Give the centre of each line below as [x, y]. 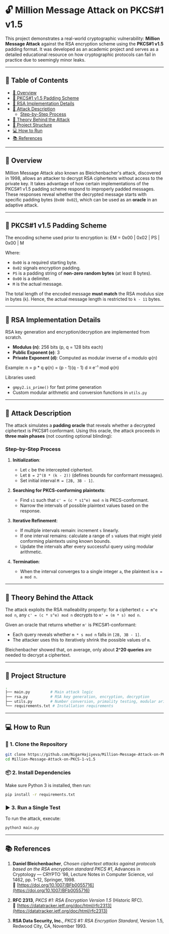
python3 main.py [22, 828]
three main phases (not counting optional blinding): [59, 436]
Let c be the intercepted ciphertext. [56, 470]
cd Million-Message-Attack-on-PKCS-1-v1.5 [50, 759]
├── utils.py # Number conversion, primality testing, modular [81, 701]
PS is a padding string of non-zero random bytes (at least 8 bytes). [82, 273]
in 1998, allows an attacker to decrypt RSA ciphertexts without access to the [84, 178]
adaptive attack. [22, 205]
